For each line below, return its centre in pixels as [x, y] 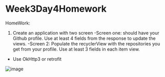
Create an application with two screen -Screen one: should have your [86, 33]
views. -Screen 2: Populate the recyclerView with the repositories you [86, 43]
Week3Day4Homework [56, 9]
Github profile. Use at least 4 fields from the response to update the [84, 38]
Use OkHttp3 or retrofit [37, 59]
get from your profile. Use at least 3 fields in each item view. [76, 49]
